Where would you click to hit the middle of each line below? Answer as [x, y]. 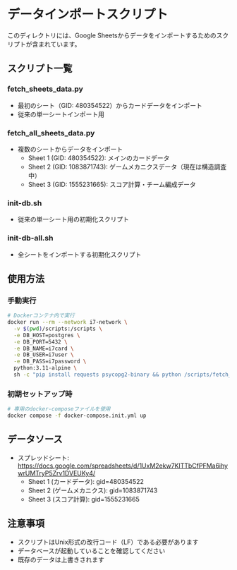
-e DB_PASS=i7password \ [50, 362]
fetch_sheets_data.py [45, 89]
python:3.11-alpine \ [45, 368]
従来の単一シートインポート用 [61, 114]
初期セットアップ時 [40, 394]
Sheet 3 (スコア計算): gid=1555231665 [84, 499]
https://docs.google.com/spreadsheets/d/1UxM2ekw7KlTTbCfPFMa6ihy [122, 466]
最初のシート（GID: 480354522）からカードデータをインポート [110, 105]
